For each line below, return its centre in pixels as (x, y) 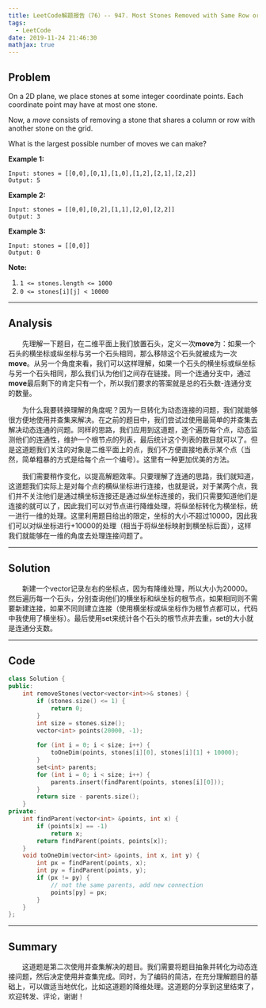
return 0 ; (66, 708)
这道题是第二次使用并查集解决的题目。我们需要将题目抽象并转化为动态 (137, 967)
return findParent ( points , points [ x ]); (103, 841)
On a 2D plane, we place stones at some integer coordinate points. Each (126, 96)
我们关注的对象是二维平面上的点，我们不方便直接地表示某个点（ (139, 449)
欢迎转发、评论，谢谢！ (46, 997)
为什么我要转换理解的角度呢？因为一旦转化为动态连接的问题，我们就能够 (140, 409)
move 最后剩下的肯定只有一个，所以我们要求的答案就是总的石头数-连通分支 (130, 383)
